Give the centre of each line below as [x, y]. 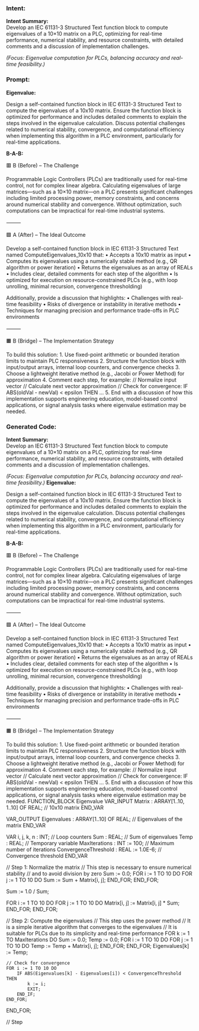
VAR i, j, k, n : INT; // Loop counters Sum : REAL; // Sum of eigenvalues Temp [100, 837]
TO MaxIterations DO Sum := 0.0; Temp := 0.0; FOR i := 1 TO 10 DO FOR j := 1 [99, 940]
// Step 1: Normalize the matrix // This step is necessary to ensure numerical [99, 867]
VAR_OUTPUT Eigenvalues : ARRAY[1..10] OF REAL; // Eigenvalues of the [94, 819]
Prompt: [18, 80]
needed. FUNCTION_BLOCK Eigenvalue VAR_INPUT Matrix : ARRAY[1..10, [95, 801]
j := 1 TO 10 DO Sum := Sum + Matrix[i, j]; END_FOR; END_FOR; [82, 880]
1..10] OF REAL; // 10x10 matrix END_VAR [55, 807]
